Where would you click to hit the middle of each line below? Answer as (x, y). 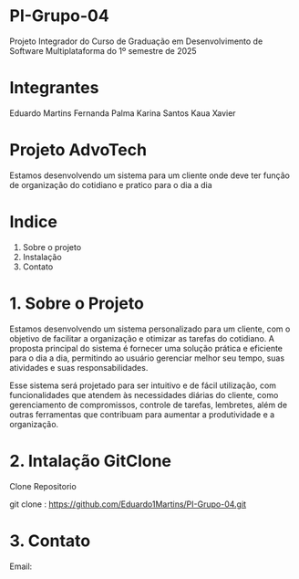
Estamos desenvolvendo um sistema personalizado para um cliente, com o (150, 329)
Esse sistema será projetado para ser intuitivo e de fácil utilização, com (143, 385)
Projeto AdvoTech (78, 150)
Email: (21, 566)
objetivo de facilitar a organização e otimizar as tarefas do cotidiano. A (142, 338)
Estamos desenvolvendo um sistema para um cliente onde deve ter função (149, 175)
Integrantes (54, 88)
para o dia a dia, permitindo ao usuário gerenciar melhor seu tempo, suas (147, 358)
